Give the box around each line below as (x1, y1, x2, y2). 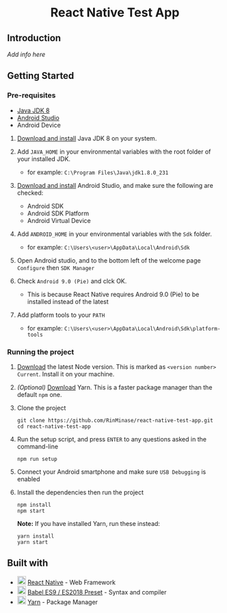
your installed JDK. (16, 154, 70, 163)
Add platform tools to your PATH (16, 311, 105, 319)
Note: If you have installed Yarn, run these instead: (16, 519, 161, 527)
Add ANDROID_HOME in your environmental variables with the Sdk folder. (16, 230, 212, 238)
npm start (16, 507, 46, 514)
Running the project (7, 347, 75, 357)
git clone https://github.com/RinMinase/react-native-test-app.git (16, 417, 213, 424)
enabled (16, 474, 40, 483)
